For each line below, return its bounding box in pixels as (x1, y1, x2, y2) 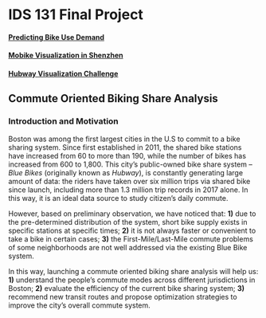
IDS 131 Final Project (8, 6, 143, 24)
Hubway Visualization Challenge (8, 69, 119, 78)
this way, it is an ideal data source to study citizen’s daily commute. (8, 193, 229, 202)
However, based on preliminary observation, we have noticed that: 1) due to (8, 209, 256, 218)
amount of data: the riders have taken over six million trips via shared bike (8, 176, 251, 186)
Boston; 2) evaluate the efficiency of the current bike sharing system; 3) (8, 283, 245, 292)
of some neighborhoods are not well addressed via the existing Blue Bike (8, 242, 248, 252)
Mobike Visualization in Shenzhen (8, 50, 123, 61)
